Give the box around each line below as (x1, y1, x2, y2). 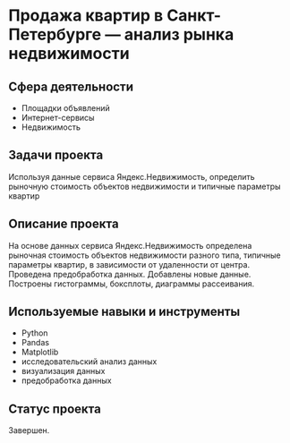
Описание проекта (8, 217, 119, 232)
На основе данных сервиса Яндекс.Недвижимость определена (8, 240, 252, 251)
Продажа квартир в (8, 5, 164, 26)
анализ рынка (124, 24, 235, 45)
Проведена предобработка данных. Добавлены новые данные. (8, 268, 252, 279)
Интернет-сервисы (21, 113, 95, 123)
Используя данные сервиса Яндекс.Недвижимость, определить (8, 171, 256, 182)
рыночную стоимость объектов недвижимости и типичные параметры (8, 181, 281, 192)
